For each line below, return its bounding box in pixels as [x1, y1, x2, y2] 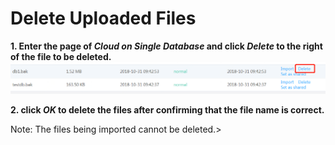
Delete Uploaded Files [10, 7, 197, 30]
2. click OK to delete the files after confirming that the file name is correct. [10, 103, 325, 116]
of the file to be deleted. [10, 50, 112, 62]
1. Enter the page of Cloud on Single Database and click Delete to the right [10, 40, 323, 52]
